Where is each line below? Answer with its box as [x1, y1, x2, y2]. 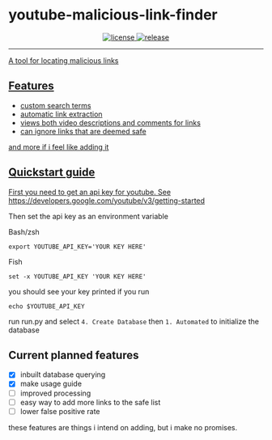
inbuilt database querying [19, 370, 106, 379]
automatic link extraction [19, 109, 103, 119]
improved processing [19, 388, 91, 398]
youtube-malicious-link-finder [8, 6, 218, 24]
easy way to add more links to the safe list [19, 397, 161, 407]
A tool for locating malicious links [8, 55, 119, 66]
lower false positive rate [19, 406, 100, 416]
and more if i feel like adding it [8, 142, 109, 151]
